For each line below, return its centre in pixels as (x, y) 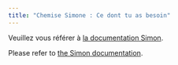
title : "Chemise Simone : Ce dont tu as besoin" (89, 15)
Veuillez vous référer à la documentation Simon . (86, 38)
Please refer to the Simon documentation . (76, 52)
